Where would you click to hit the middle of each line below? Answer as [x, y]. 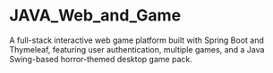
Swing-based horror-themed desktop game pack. [101, 59]
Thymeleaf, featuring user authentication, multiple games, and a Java [137, 49]
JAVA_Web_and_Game [95, 16]
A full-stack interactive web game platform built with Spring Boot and [136, 40]
